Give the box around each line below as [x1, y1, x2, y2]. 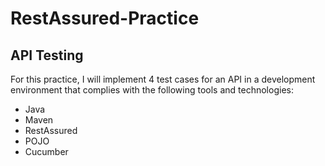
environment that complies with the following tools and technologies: [10, 84, 294, 96]
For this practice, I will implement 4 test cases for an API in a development [10, 73, 316, 85]
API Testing [10, 47, 84, 64]
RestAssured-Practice [10, 7, 200, 30]
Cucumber [24, 146, 69, 157]
